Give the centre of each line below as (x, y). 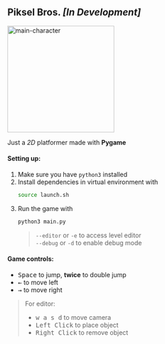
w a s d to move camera (73, 317)
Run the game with (45, 208)
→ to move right (40, 290)
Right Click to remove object (82, 332)
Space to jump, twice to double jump (72, 274)
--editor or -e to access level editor (88, 235)
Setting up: (24, 158)
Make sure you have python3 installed (73, 175)
